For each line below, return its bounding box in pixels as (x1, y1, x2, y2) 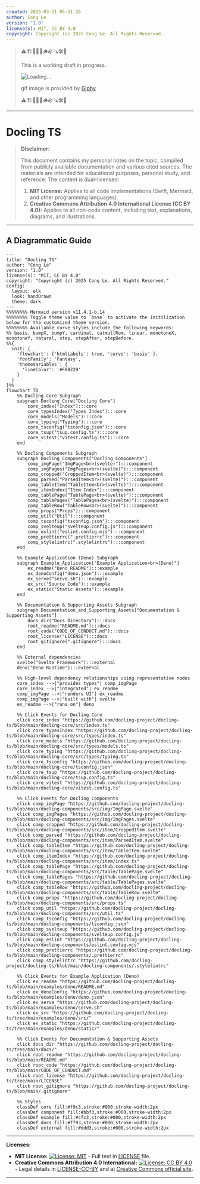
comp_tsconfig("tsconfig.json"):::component (27, 518, 140, 524)
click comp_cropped (17, 821, 65, 828)
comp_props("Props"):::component (27, 507, 111, 514)
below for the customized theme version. (6, 319, 111, 326)
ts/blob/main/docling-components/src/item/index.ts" (6, 858, 140, 864)
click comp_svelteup (17, 926, 68, 932)
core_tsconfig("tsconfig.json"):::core (27, 424, 127, 430)
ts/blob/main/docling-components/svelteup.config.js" (6, 931, 143, 937)
